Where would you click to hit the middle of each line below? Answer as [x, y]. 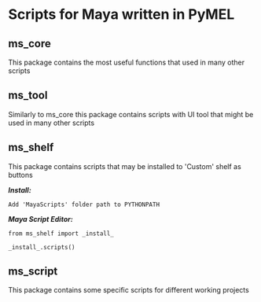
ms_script [33, 272]
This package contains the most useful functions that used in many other [127, 62]
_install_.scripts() [42, 247]
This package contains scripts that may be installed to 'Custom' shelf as [125, 166]
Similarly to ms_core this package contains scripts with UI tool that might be [131, 114]
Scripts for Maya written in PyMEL [121, 15]
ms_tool [28, 96]
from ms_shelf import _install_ [61, 234]
